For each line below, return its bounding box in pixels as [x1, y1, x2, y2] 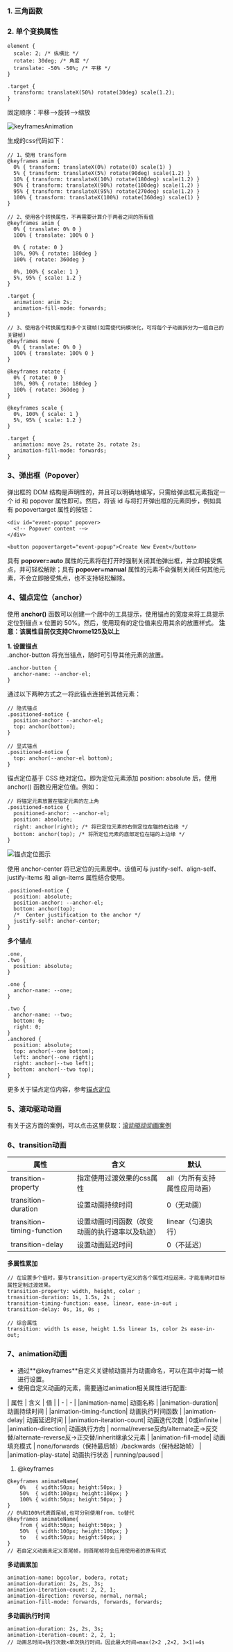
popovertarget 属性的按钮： [15, 505, 94, 513]
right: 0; [13, 1023, 42, 1031]
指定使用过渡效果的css [76, 1174, 151, 1183]
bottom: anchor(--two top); [13, 1066, 95, 1073]
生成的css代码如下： [7, 137, 66, 145]
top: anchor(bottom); [13, 723, 76, 730]
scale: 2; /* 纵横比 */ [13, 50, 79, 57]
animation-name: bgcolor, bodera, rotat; [7, 1574, 129, 1581]
